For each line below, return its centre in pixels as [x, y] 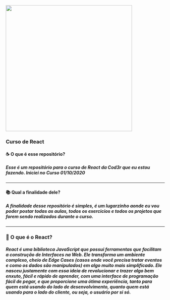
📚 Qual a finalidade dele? [33, 192]
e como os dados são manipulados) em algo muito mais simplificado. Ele [84, 265]
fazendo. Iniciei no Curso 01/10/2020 [45, 173]
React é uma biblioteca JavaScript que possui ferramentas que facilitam [84, 249]
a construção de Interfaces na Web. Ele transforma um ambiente [75, 255]
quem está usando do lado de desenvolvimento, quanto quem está [77, 286]
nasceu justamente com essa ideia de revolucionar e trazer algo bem [80, 271]
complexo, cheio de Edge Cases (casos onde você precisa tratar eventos [84, 260]
